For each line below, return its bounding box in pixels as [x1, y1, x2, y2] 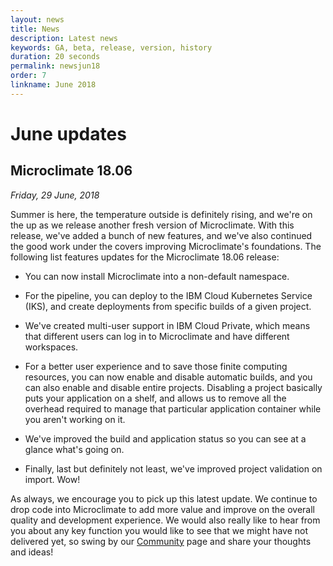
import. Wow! [24, 473, 81, 485]
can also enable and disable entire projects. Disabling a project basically [24, 381, 323, 393]
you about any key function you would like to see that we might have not [10, 524, 309, 536]
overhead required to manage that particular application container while [24, 402, 322, 415]
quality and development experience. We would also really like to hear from [10, 514, 321, 526]
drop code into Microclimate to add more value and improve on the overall [10, 503, 315, 515]
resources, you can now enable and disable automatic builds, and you [24, 371, 313, 383]
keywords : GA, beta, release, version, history [10, 42, 213, 53]
